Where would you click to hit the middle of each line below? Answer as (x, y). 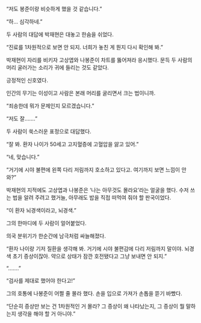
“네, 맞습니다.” (23, 157)
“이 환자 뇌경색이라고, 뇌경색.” (41, 210)
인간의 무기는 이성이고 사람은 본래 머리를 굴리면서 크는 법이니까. (81, 93)
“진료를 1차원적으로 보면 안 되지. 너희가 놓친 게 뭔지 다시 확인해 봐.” (85, 47)
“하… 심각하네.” (25, 22)
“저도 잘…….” (22, 118)
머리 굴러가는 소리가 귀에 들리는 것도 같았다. (58, 67)
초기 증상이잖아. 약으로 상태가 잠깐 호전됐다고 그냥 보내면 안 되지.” (90, 256)
